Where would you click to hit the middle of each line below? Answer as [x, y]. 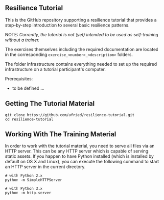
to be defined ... [28, 88]
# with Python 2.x [24, 176]
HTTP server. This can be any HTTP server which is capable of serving [77, 151]
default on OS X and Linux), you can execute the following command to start [82, 162]
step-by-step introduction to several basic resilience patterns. [67, 25]
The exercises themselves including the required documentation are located [82, 49]
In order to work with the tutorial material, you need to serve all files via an [80, 146]
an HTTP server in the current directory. [45, 167]
